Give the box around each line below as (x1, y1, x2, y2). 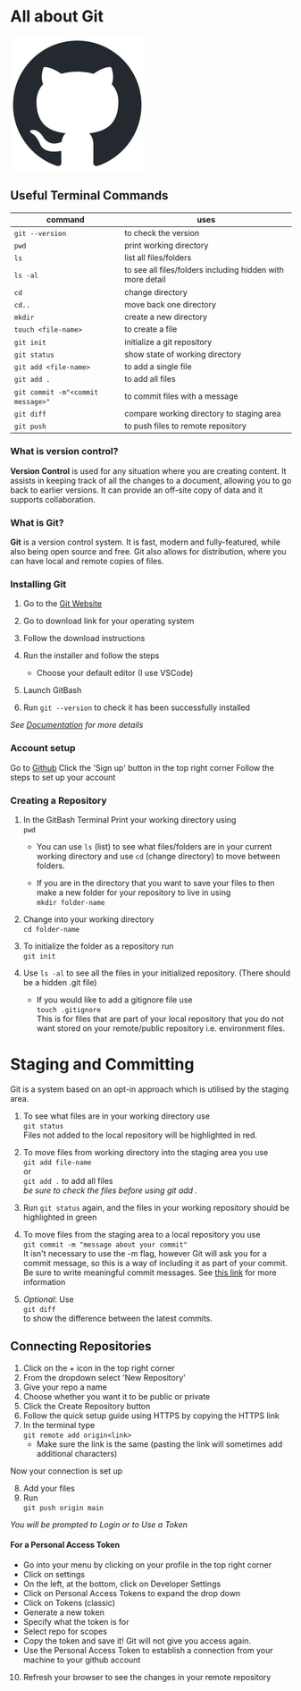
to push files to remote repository (124, 420, 247, 431)
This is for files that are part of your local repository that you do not (36, 1013, 284, 1024)
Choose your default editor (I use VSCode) (36, 668, 194, 679)
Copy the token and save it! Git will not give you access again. (22, 1635, 252, 1646)
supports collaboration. (10, 494, 96, 504)
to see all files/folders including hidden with (124, 265, 285, 275)
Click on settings (22, 1568, 86, 1579)
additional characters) (36, 1448, 118, 1458)
